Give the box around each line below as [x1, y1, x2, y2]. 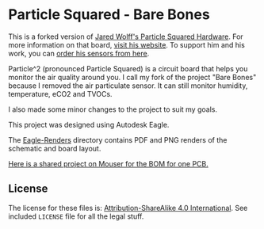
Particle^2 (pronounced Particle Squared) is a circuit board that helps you [8, 63, 248, 73]
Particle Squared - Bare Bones [8, 6, 210, 24]
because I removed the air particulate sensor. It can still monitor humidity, [8, 81, 248, 90]
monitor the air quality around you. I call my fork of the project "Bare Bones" [8, 72, 257, 82]
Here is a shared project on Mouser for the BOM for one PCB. [8, 158, 209, 168]
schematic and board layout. [8, 143, 101, 153]
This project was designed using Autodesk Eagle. [8, 120, 170, 129]
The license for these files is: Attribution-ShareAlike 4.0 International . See [8, 203, 248, 212]
